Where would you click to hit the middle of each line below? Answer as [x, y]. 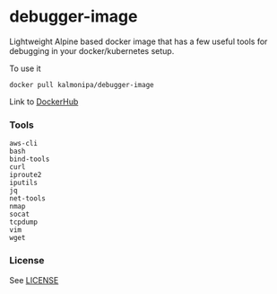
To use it [26, 68]
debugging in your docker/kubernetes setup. [92, 50]
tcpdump [24, 222]
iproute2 [26, 175]
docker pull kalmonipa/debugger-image [82, 85]
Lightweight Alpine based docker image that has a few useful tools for [138, 41]
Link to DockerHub [44, 102]
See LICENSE [34, 280]
